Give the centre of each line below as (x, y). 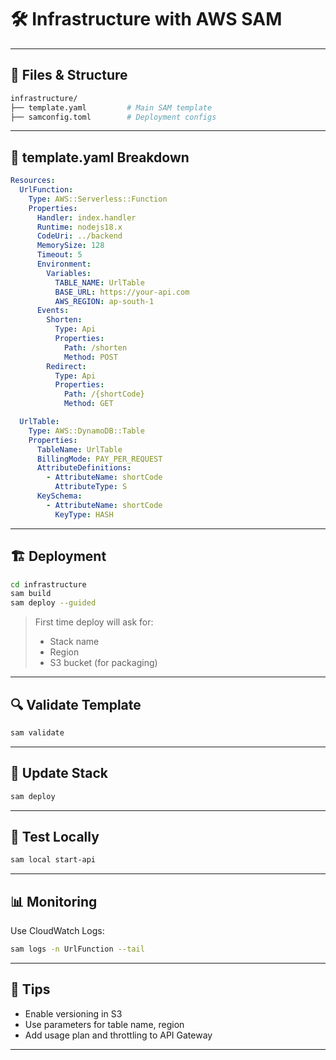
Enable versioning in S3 (73, 1013)
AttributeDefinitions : (84, 468)
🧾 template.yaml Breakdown (100, 157)
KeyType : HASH (84, 514)
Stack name (74, 642)
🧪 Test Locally (55, 836)
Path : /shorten (95, 347)
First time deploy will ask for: (94, 622)
